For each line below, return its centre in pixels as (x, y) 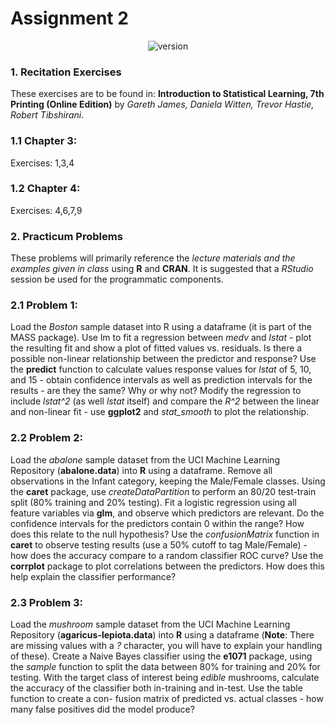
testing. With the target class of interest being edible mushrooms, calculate (165, 678)
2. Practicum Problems (66, 236)
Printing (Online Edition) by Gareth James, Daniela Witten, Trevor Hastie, (162, 104)
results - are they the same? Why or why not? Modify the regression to (156, 391)
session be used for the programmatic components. (117, 279)
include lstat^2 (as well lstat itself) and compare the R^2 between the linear (165, 401)
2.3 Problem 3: (47, 602)
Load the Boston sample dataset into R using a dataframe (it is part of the (161, 327)
